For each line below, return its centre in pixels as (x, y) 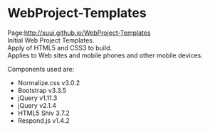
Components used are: (41, 69)
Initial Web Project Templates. (51, 40)
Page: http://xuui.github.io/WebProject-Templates (79, 33)
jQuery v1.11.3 (37, 98)
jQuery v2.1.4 (37, 105)
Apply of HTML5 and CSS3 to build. (60, 48)
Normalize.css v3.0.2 (49, 82)
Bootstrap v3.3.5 (42, 90)
